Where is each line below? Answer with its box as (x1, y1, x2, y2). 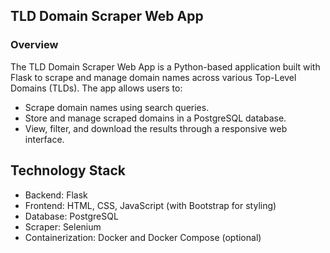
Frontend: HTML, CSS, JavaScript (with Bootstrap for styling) (24, 199, 277, 211)
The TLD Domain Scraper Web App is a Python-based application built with (10, 60, 321, 73)
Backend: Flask (24, 189, 88, 201)
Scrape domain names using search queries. (24, 101, 210, 113)
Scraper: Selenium (24, 220, 102, 233)
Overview (10, 38, 59, 52)
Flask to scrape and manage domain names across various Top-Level (10, 71, 297, 83)
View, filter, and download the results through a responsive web (24, 122, 288, 134)
